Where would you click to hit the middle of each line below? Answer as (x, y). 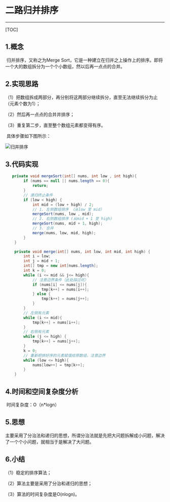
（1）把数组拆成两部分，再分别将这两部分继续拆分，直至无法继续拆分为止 (81, 97)
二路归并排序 (32, 10)
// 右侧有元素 (36, 332)
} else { (41, 294)
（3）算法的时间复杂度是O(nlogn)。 (42, 494)
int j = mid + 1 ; (41, 261)
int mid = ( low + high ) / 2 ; (63, 205)
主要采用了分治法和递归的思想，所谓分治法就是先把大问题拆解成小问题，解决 (85, 435)
